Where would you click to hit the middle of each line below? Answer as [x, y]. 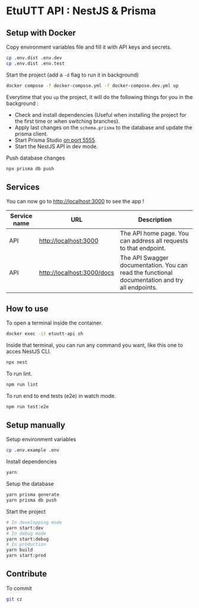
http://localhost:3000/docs [77, 273]
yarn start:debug [28, 539]
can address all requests [154, 241]
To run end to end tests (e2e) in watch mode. [61, 396]
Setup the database [30, 484]
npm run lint [22, 384]
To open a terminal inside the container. [54, 323]
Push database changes [36, 158]
